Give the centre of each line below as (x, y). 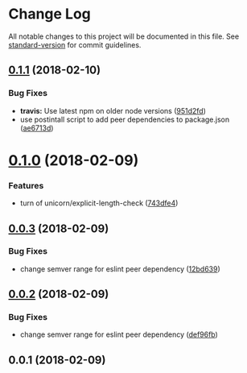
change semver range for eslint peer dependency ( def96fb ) (119, 334)
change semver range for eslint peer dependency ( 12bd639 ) (120, 269)
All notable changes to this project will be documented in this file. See (124, 36)
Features (26, 185)
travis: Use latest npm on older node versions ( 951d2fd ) (113, 110)
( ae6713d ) (37, 128)
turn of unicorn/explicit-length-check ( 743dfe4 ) (99, 203)
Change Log (49, 14)
